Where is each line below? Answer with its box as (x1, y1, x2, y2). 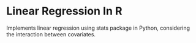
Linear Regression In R (6, 4, 123, 18)
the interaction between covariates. (6, 30, 96, 38)
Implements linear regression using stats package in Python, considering (6, 24, 190, 31)
